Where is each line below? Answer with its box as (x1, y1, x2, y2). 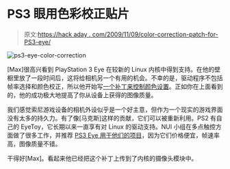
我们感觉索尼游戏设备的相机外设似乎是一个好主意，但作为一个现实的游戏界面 (7, 105, 223, 114)
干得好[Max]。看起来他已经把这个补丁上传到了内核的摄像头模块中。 (7, 154, 198, 162)
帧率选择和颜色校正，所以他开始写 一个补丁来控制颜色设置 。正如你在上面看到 (7, 82, 223, 90)
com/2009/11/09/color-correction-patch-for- (92, 30, 219, 38)
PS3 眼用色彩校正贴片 (7, 6, 130, 22)
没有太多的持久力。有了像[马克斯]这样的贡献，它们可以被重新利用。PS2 (7, 114, 209, 122)
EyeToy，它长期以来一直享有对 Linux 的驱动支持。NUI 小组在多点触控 (20, 122, 216, 131)
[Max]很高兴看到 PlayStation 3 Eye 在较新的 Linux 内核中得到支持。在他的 (7, 65, 215, 73)
